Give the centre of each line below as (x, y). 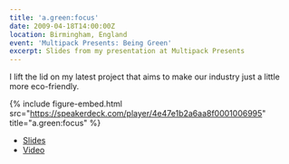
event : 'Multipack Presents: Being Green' (91, 43)
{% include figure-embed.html (66, 104)
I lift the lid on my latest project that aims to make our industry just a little (145, 77)
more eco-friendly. (44, 87)
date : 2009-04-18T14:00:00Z (63, 26)
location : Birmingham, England (68, 34)
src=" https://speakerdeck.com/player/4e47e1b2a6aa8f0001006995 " (138, 114)
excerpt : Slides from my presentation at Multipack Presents (127, 51)
